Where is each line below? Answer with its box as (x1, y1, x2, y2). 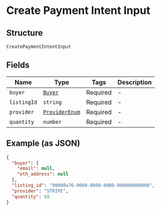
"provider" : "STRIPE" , (11, 188, 69, 194)
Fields (6, 60, 30, 70)
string (43, 99, 62, 106)
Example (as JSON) (6, 138, 80, 149)
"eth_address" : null (17, 171, 69, 177)
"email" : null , (17, 166, 55, 172)
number (43, 118, 62, 125)
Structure (6, 28, 43, 38)
